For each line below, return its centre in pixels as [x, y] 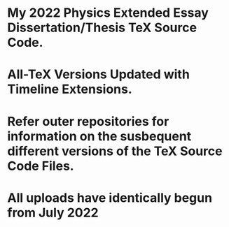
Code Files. [41, 166]
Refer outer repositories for [88, 121]
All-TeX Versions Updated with [99, 74]
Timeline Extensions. [70, 89]
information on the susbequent [99, 136]
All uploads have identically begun [110, 198]
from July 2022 [53, 213]
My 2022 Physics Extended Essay [108, 13]
